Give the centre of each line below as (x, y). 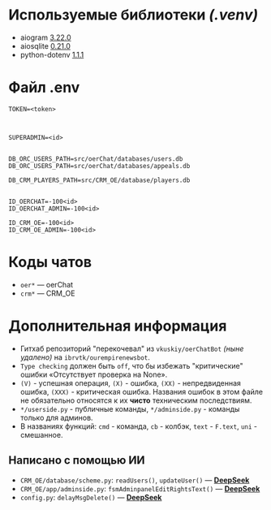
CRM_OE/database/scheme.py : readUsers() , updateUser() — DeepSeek (135, 480)
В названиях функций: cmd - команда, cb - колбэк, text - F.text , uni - (139, 426)
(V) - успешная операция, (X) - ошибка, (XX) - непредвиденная (131, 382)
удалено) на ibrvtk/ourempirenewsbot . (85, 357)
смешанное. (41, 434)
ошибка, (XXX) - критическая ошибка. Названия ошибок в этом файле (142, 391)
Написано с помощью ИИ (77, 460)
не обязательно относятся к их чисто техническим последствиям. (136, 400)
